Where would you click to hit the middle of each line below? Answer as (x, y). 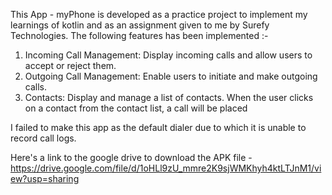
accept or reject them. (70, 65)
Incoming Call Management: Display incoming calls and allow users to (168, 55)
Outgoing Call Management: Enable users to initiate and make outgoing (171, 76)
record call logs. (43, 138)
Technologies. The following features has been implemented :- (139, 35)
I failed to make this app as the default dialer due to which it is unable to (158, 127)
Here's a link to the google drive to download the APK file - (131, 157)
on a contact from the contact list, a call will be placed (136, 108)
